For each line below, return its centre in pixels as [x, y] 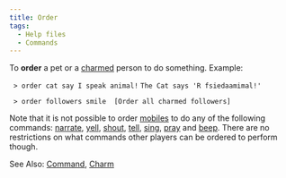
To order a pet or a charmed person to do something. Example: [126, 68]
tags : [19, 26]
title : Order [34, 17]
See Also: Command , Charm [62, 164]
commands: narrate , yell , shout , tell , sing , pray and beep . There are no [139, 128]
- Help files [42, 34]
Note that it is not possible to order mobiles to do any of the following [138, 118]
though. [24, 147]
